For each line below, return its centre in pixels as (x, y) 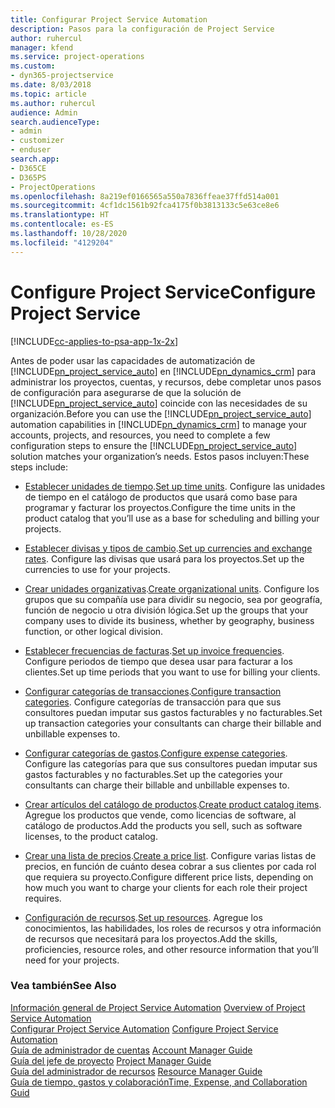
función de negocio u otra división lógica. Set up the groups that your (166, 610)
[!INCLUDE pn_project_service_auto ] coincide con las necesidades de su (159, 403)
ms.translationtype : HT (60, 215)
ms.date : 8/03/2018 (51, 85)
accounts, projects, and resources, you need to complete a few (140, 435)
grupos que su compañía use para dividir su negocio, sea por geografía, (173, 599)
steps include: (39, 467)
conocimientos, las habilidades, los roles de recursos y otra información (173, 928)
